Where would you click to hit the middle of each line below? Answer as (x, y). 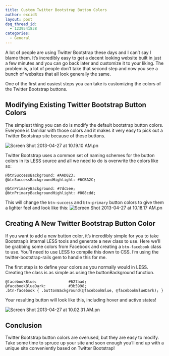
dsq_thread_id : (21, 24)
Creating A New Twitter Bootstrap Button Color (80, 223)
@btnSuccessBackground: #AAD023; (40, 175)
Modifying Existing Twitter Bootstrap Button (76, 105)
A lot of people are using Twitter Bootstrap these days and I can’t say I (78, 52)
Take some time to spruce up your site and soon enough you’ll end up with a (84, 343)
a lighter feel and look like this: (37, 208)
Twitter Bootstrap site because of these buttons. (55, 136)
